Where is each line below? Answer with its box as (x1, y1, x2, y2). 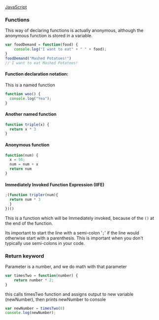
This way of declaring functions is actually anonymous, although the (5, 27, 144, 33)
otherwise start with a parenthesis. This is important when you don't (5, 235, 144, 241)
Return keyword (5, 252, 44, 259)
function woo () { (5, 91, 41, 96)
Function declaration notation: (5, 71, 68, 77)
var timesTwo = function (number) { (5, 273, 78, 278)
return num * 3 (9, 197, 41, 202)
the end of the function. (5, 220, 53, 226)
